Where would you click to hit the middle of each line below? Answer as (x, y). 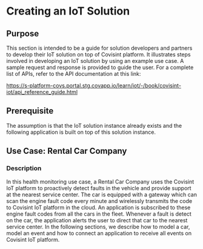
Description (24, 168)
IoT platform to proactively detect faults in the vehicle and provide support (99, 188)
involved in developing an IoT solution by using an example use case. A (95, 61)
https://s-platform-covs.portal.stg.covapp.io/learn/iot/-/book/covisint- (94, 85)
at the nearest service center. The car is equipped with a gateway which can (102, 194)
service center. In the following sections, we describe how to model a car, (98, 227)
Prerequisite (30, 111)
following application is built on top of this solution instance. (81, 132)
